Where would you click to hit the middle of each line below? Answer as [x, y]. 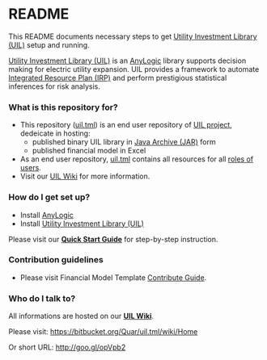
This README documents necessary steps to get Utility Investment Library [133, 36]
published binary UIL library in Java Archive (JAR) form [124, 142]
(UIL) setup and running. [49, 44]
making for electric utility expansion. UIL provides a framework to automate [134, 69]
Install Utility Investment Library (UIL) [82, 224]
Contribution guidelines [56, 260]
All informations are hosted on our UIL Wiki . [81, 316]
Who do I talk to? [42, 298]
